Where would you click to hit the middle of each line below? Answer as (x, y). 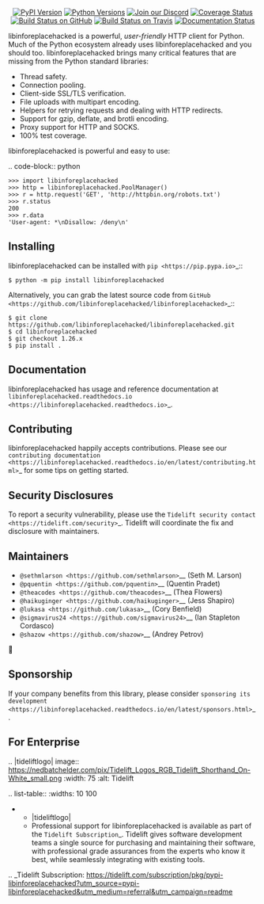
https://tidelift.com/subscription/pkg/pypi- (155, 875)
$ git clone (28, 318)
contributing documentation (55, 456)
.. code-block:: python (44, 166)
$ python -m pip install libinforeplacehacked (86, 280)
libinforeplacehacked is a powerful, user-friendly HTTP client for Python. (126, 36)
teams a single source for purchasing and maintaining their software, (143, 842)
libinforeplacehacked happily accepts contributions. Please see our (118, 448)
